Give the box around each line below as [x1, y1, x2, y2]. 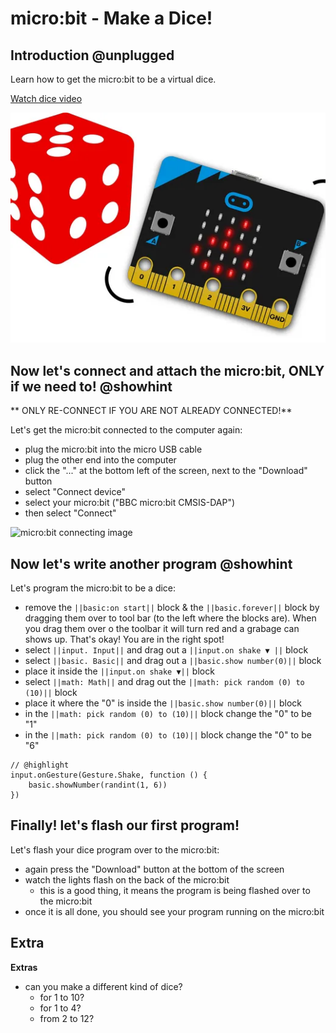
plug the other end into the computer [24, 454, 177, 466]
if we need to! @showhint [10, 378, 173, 395]
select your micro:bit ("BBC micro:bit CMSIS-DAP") [24, 497, 236, 509]
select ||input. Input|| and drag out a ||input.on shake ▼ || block [24, 643, 309, 656]
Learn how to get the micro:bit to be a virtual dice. [10, 73, 217, 85]
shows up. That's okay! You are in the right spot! [24, 633, 225, 645]
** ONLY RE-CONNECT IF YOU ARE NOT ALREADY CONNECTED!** [10, 405, 293, 417]
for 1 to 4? [39, 1002, 82, 1014]
